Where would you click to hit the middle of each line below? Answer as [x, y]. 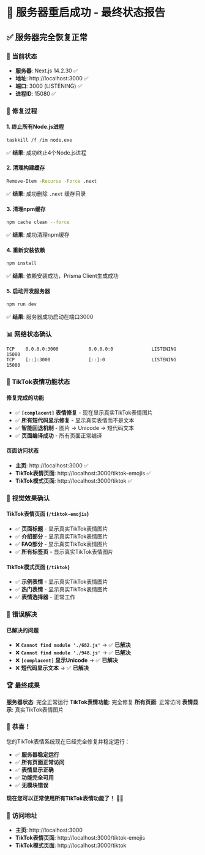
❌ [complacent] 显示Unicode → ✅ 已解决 [66, 661]
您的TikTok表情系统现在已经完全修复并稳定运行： [68, 741]
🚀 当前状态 [22, 56]
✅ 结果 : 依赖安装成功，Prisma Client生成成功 [62, 276]
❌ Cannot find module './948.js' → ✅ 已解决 [73, 653]
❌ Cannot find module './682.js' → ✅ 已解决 [73, 645]
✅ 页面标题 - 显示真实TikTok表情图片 [61, 529]
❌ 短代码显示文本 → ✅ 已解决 [52, 668]
